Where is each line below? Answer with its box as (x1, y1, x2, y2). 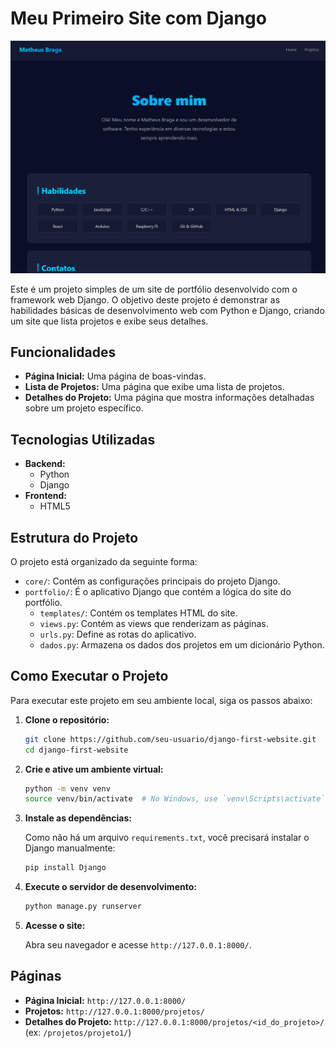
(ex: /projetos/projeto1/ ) (24, 1026, 132, 1038)
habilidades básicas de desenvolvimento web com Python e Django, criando (10, 304, 325, 316)
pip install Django (24, 863, 107, 873)
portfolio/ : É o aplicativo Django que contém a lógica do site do (24, 585, 292, 597)
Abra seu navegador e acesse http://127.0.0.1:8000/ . (24, 939, 252, 951)
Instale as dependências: (24, 812, 132, 824)
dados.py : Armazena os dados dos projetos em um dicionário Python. (39, 638, 325, 651)
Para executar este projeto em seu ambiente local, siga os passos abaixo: (10, 694, 313, 706)
